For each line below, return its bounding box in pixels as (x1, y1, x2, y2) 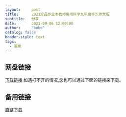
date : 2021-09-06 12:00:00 (5, 21, 74, 26)
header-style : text (5, 35, 45, 40)
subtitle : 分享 (5, 16, 39, 21)
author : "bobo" (5, 26, 45, 30)
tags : (5, 39, 16, 44)
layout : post (5, 7, 41, 12)
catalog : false (5, 30, 36, 35)
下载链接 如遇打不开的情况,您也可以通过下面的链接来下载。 (5, 77, 124, 83)
